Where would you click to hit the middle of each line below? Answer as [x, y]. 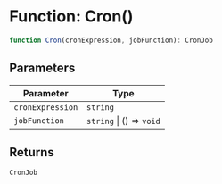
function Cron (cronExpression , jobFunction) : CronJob [111, 40]
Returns [32, 152]
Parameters [42, 68]
